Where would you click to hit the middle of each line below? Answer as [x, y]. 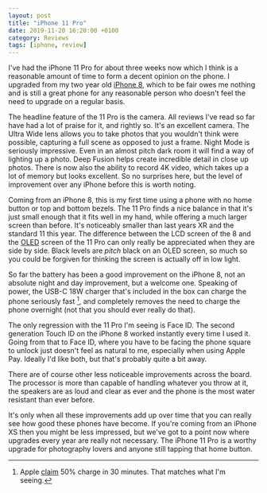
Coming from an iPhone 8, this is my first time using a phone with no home [130, 200]
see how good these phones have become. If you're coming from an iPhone [132, 423]
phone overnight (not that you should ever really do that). [102, 309]
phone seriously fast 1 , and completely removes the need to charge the [124, 301]
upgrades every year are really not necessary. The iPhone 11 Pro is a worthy [132, 440]
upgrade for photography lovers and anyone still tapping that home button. [130, 448]
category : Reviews [39, 38]
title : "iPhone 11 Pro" [48, 23]
